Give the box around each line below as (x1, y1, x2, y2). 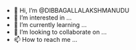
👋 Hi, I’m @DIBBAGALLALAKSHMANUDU (13, 7, 130, 14)
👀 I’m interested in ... (13, 14, 72, 22)
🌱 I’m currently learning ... (13, 21, 87, 28)
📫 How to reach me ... (13, 36, 78, 43)
